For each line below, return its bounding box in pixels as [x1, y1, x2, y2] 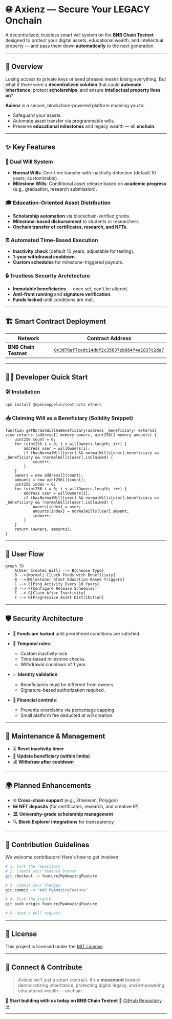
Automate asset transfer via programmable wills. [12, 117, 115, 124]
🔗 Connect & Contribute [5, 963, 82, 972]
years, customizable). [12, 175, 59, 182]
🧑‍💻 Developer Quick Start [5, 373, 88, 382]
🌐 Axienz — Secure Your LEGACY [5, 4, 150, 15]
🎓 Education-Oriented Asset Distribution [5, 199, 111, 206]
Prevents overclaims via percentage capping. [20, 707, 116, 713]
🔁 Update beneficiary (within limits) [12, 753, 91, 760]
